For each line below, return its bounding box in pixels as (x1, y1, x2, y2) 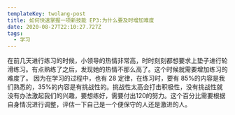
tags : (7, 29, 23, 37)
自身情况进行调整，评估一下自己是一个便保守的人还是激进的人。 (7, 100, 191, 109)
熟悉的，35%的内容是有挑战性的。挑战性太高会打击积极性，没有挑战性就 (13, 83, 223, 91)
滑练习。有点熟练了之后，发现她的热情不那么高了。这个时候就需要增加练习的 (7, 65, 228, 74)
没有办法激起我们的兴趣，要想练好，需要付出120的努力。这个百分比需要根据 (7, 92, 226, 100)
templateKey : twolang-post (7, 10, 86, 18)
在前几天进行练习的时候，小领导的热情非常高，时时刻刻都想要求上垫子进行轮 (7, 57, 228, 65)
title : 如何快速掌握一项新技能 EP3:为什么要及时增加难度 (7, 17, 155, 24)
